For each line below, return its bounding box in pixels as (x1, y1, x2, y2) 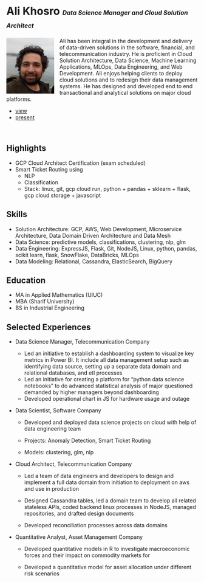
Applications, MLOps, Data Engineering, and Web (59, 63, 183, 71)
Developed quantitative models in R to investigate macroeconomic (24, 546, 190, 553)
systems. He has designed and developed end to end (59, 82, 193, 89)
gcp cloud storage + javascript (24, 192, 101, 199)
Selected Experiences (6, 322, 91, 332)
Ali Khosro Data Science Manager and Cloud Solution (6, 4, 188, 18)
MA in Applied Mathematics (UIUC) (15, 291, 103, 299)
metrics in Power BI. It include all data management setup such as (24, 356, 189, 364)
